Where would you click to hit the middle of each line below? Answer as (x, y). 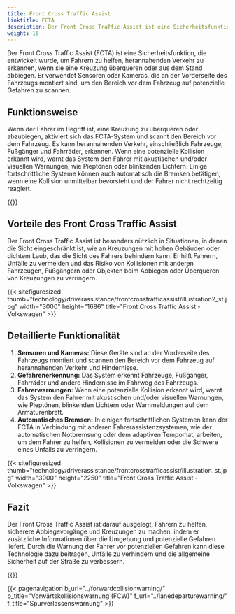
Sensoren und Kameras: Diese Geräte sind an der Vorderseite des (113, 352)
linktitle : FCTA (31, 20)
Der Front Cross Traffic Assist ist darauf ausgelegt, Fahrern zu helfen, (107, 524)
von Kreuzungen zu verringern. (52, 278)
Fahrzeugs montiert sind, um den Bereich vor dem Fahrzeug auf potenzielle (116, 83)
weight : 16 (23, 33)
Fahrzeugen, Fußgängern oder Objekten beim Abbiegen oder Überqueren (113, 271)
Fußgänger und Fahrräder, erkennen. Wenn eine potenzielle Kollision (106, 152)
